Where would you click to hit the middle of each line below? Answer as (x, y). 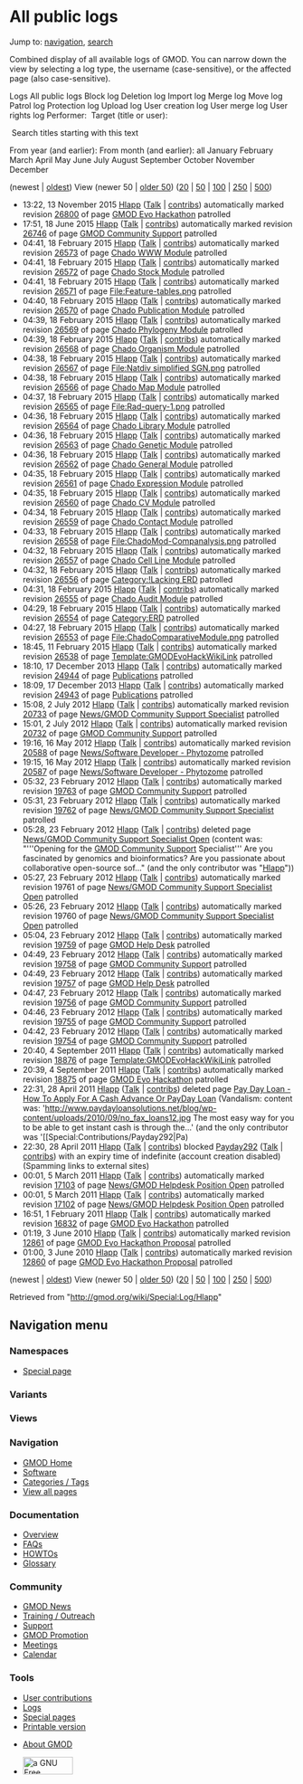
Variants (28, 1394)
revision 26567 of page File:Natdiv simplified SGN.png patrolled (141, 367)
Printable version (54, 1726)
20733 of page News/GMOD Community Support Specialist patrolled (151, 714)
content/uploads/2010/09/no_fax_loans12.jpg (107, 1117)
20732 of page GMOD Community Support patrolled (120, 733)
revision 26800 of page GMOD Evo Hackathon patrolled (127, 214)
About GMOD (47, 1744)
